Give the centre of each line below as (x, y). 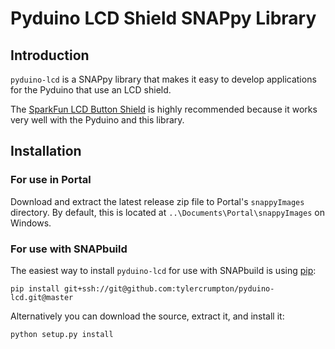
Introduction (50, 55)
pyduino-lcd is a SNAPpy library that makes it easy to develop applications (163, 79)
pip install (35, 288)
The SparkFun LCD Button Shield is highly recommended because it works (164, 109)
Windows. (31, 223)
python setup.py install (62, 334)
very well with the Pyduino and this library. (97, 120)
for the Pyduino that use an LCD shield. (91, 90)
